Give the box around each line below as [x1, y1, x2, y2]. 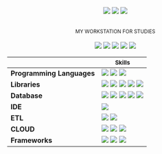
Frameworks [10, 135, 53, 145]
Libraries [10, 80, 40, 89]
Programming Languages [10, 69, 95, 78]
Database [10, 91, 43, 100]
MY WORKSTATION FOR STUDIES [75, 28, 156, 35]
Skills [115, 58, 130, 66]
